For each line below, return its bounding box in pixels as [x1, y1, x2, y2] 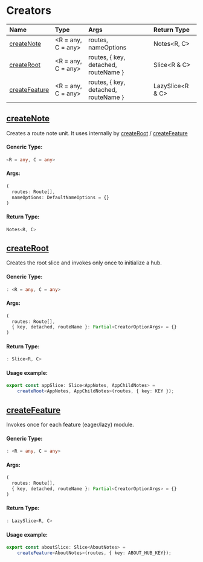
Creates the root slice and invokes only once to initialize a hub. [6, 259, 162, 266]
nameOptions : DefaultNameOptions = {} [11, 194, 110, 200]
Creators [6, 4, 51, 18]
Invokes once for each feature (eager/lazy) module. [6, 421, 134, 429]
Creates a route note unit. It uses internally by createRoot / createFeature [6, 129, 188, 136]
